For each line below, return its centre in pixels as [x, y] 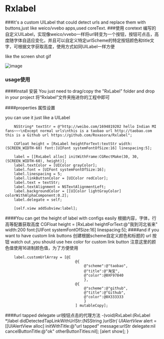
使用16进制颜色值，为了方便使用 [46, 248]
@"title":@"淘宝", [102, 271]
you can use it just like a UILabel [37, 118]
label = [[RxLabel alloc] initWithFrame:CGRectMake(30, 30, [76, 157]
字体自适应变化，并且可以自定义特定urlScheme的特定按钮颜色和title [82, 40]
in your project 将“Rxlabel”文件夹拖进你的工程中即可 [58, 97]
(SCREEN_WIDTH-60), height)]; [36, 161]
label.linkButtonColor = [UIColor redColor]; [61, 178]
